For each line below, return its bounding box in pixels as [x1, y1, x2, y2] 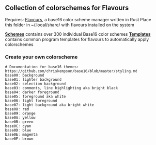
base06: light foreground [5, 99, 57, 103]
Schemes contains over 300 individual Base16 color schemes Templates [5, 31, 151, 37]
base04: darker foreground [5, 90, 60, 95]
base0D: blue [5, 128, 31, 133]
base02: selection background [5, 82, 66, 87]
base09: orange [5, 111, 36, 116]
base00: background [5, 73, 45, 78]
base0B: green [5, 119, 34, 125]
